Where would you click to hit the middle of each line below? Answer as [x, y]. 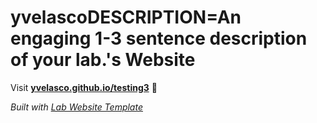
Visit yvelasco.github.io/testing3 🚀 [84, 87]
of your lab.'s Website [103, 60]
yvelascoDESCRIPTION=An [126, 17]
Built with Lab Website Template [76, 107]
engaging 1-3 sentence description [159, 38]
